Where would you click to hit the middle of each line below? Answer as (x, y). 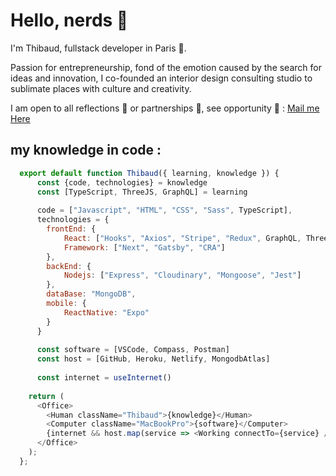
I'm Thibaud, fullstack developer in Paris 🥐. (98, 48)
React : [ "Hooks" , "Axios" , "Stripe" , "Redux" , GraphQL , (182, 238)
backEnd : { (69, 266)
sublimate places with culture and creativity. (101, 88)
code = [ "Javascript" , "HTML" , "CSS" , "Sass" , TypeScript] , (164, 210)
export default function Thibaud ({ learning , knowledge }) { (149, 173)
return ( (46, 396)
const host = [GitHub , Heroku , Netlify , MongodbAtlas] (153, 359)
